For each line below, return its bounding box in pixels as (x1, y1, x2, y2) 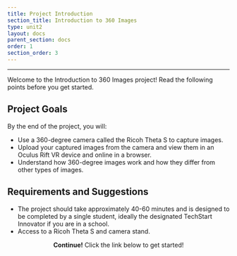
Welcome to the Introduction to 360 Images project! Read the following (7, 75, 213, 84)
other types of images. (17, 165, 84, 174)
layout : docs (7, 30, 46, 37)
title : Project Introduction (7, 10, 93, 18)
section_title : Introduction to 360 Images (7, 17, 138, 24)
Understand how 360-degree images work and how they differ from (17, 158, 216, 166)
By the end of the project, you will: (7, 122, 107, 130)
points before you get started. (7, 82, 94, 91)
